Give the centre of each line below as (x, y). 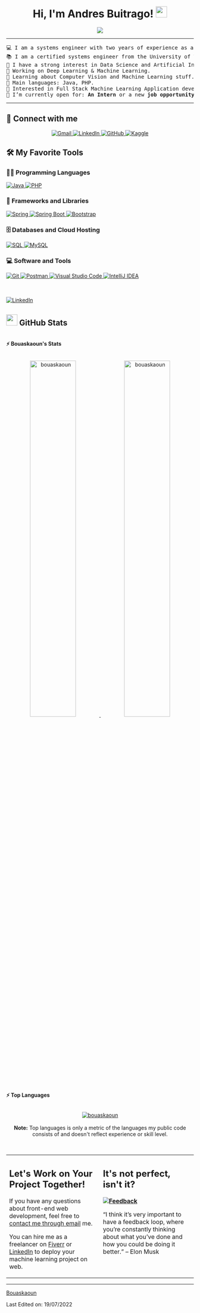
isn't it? (119, 1185)
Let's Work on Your (51, 1174)
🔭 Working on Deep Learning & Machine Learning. (78, 71)
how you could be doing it (139, 1244)
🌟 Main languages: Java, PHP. (50, 83)
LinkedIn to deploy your (42, 1252)
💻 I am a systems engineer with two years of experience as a (100, 47)
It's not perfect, (137, 1174)
